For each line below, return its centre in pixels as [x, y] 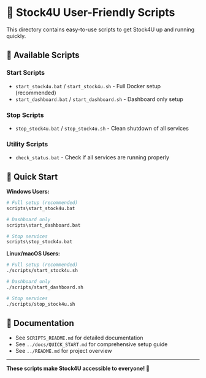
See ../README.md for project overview [63, 351]
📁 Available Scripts [43, 55]
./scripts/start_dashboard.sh [45, 287]
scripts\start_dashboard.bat [44, 225]
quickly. [16, 36]
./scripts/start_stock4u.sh [42, 271]
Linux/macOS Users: [33, 254]
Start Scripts [25, 73]
